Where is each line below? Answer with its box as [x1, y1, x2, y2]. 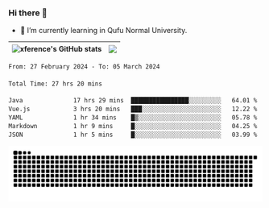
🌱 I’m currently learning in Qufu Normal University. [19, 26, 188, 35]
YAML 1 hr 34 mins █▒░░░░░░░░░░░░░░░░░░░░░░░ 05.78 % [8, 114, 258, 122]
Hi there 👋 [8, 7, 48, 19]
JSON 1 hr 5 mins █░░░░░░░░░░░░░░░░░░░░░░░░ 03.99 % [8, 131, 258, 139]
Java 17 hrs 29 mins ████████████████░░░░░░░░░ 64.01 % [8, 97, 258, 105]
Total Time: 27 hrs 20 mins [8, 80, 103, 88]
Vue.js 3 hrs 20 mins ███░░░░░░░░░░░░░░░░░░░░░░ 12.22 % [8, 105, 258, 114]
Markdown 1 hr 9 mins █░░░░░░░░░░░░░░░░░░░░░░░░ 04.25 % [8, 123, 258, 131]
